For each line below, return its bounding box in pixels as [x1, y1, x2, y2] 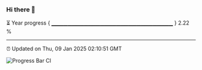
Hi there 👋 [6, 5, 36, 14]
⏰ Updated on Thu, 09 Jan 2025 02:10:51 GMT [6, 45, 122, 53]
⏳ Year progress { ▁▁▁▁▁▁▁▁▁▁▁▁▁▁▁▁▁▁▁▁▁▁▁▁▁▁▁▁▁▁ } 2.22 [6, 19, 189, 26]
